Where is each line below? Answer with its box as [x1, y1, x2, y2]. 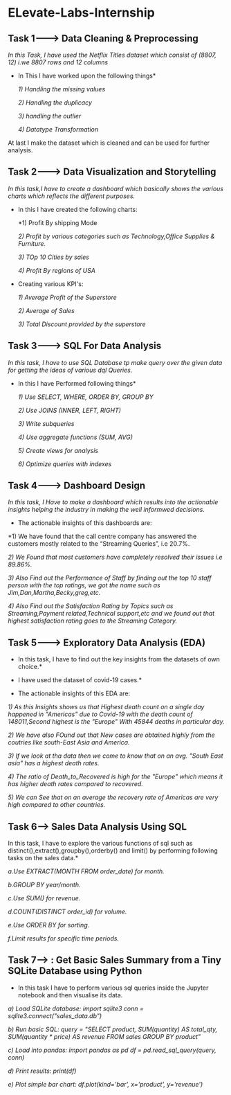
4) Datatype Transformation [17, 125, 99, 133]
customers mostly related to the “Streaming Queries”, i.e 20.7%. [8, 540, 190, 548]
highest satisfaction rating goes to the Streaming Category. [8, 616, 178, 625]
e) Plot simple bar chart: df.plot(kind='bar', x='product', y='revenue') [8, 1080, 203, 1088]
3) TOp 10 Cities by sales [17, 253, 89, 261]
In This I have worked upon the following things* [17, 71, 156, 80]
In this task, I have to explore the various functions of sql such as [8, 839, 193, 848]
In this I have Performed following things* [17, 379, 137, 387]
